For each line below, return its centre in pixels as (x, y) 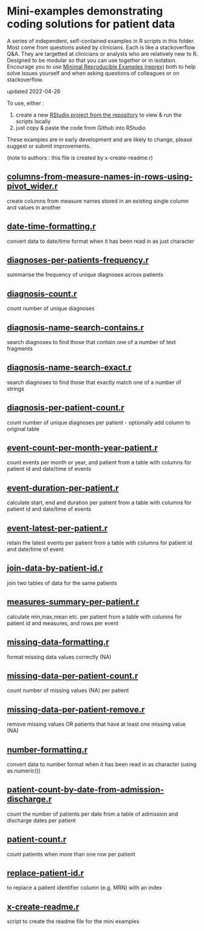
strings (16, 388)
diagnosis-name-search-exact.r (70, 367)
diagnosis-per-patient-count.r (66, 408)
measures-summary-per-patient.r (73, 602)
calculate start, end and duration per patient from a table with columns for (99, 503)
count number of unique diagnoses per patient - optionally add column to (99, 422)
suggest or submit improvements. (49, 146)
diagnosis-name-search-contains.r (76, 327)
